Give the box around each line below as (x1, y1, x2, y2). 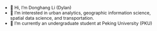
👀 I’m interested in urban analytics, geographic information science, (10, 10, 151, 16)
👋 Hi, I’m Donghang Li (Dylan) (10, 5, 72, 10)
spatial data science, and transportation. (10, 15, 94, 21)
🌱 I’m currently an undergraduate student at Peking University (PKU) (10, 20, 152, 26)
